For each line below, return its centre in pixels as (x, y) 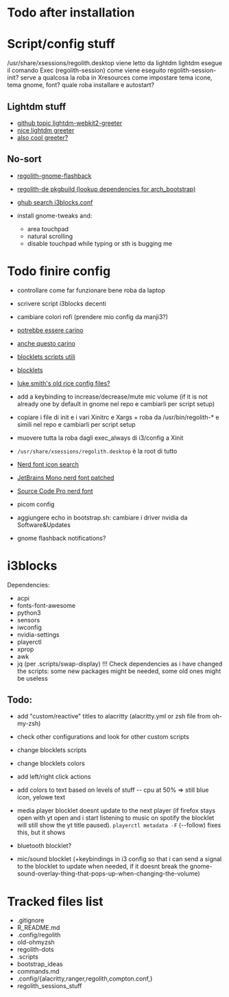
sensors (28, 620)
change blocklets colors (51, 764)
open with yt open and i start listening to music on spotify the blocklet (116, 818)
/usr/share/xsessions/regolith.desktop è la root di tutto (97, 451)
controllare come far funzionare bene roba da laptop (91, 290)
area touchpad (48, 228)
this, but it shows (41, 832)
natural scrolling (50, 236)
